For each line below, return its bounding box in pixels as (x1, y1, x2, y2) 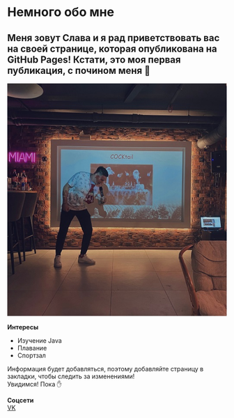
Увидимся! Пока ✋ (7, 380, 63, 388)
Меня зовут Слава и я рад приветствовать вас (7, 32, 220, 44)
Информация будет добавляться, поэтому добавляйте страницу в (7, 364, 204, 373)
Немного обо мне (7, 4, 115, 20)
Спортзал (17, 351, 47, 359)
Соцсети (7, 396, 34, 404)
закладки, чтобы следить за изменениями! (7, 372, 135, 380)
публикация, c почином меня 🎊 (7, 64, 151, 77)
